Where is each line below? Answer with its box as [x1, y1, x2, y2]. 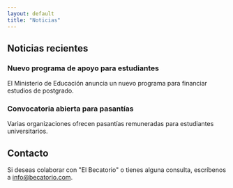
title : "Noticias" [7, 17, 61, 24]
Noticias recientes [7, 42, 89, 54]
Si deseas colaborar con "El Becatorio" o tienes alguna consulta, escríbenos [7, 166, 227, 174]
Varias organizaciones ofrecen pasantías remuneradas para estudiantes [7, 120, 214, 128]
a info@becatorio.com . [7, 173, 73, 182]
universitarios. [7, 127, 48, 136]
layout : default [7, 10, 54, 17]
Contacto [7, 147, 49, 159]
